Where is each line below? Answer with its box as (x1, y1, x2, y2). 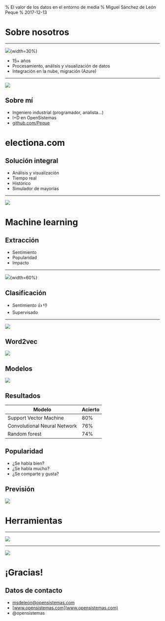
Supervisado (12, 309, 38, 315)
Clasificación (5, 289, 47, 297)
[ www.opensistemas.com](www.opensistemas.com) (12, 605, 118, 611)
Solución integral (5, 157, 58, 165)
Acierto (82, 406, 100, 413)
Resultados (5, 391, 41, 400)
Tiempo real (12, 175, 37, 181)
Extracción (5, 236, 39, 244)
